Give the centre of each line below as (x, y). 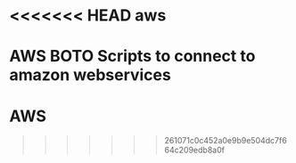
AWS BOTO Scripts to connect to (132, 57)
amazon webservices (90, 75)
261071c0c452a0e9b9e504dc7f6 (226, 141)
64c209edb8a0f (195, 150)
